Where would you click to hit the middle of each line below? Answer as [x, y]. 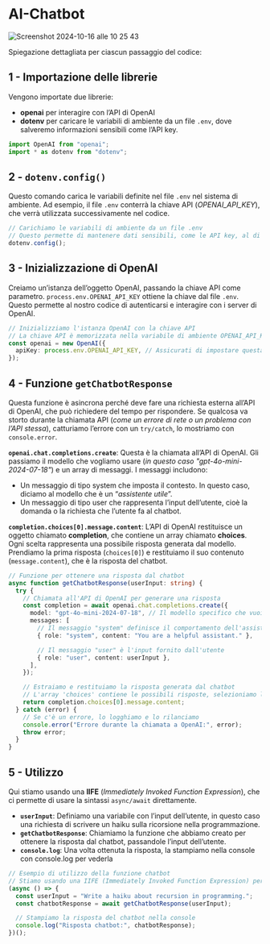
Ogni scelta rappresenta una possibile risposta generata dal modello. [123, 543]
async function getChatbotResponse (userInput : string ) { [106, 583]
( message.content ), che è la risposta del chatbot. [88, 560]
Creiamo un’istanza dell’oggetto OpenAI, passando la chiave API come [125, 288]
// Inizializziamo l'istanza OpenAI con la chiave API [102, 328]
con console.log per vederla [66, 859]
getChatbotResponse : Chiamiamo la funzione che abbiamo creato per [133, 833]
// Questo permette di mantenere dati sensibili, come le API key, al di [135, 236]
